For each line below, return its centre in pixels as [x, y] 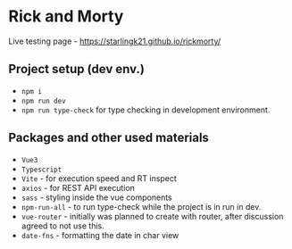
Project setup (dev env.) [76, 69]
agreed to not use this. [63, 226]
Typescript [42, 170]
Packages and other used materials [108, 138]
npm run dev [43, 101]
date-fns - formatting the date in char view [100, 235]
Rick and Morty [66, 17]
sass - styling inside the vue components [96, 197]
